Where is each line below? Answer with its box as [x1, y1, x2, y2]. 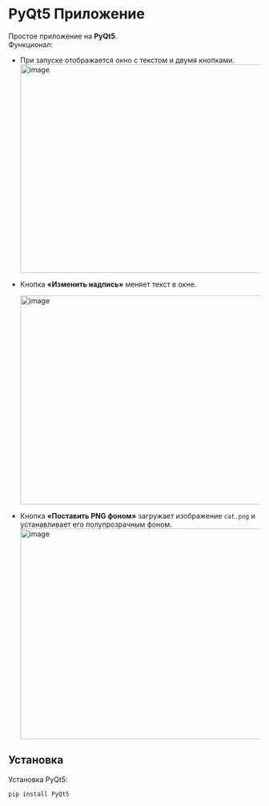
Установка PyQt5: [8, 774, 68, 784]
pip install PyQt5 [8, 790, 70, 798]
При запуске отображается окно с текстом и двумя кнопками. [19, 55, 235, 65]
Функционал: [8, 39, 54, 49]
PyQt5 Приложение [8, 5, 146, 23]
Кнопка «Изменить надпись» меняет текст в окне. [19, 279, 197, 289]
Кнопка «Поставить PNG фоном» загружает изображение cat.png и [19, 511, 256, 520]
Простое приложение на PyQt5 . [8, 31, 118, 41]
